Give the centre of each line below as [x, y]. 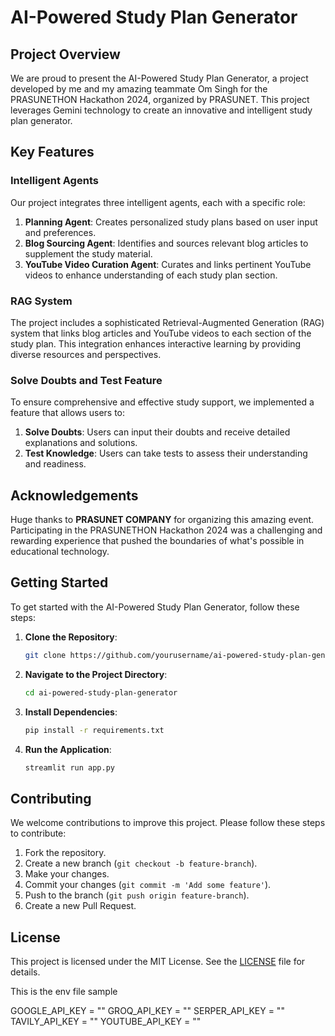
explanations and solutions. [81, 443]
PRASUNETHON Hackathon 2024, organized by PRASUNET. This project [160, 99]
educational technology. [60, 552]
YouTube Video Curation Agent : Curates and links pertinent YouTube [168, 264]
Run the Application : [68, 749]
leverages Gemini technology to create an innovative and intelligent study [161, 110]
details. [25, 972]
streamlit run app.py [69, 767]
